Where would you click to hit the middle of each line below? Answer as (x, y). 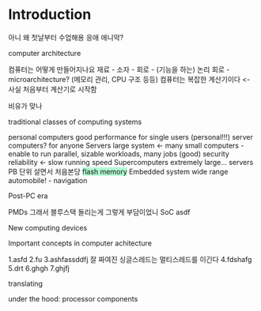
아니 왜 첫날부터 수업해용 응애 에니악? (66, 37)
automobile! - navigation (48, 180)
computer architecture (45, 53)
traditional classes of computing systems (75, 122)
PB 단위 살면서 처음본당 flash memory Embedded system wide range (118, 171)
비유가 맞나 (25, 106)
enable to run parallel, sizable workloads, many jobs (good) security (119, 154)
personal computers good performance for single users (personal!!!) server (130, 137)
